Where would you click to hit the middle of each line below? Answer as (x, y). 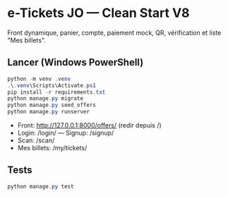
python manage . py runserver (49, 112)
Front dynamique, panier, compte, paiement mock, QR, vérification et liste (114, 33)
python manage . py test (41, 186)
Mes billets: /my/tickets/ (52, 148)
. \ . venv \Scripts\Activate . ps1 (52, 85)
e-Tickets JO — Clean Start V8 (98, 13)
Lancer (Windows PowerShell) (76, 63)
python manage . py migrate (45, 98)
